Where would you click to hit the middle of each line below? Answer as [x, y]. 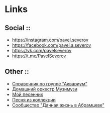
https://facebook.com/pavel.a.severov [51, 45]
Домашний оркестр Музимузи [45, 89]
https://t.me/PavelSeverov [39, 56]
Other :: [17, 72]
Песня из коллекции [34, 99]
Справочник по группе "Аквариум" [49, 83]
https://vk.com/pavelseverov [42, 50]
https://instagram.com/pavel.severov [50, 40]
